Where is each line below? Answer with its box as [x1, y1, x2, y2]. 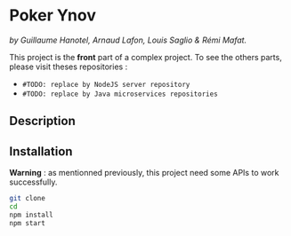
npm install [9, 210, 53, 219]
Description [9, 114, 76, 129]
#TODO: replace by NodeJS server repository [21, 80, 190, 89]
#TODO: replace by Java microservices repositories [21, 90, 218, 98]
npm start [9, 218, 46, 227]
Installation [9, 144, 73, 159]
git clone [9, 194, 46, 203]
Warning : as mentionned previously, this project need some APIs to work [9, 168, 279, 178]
